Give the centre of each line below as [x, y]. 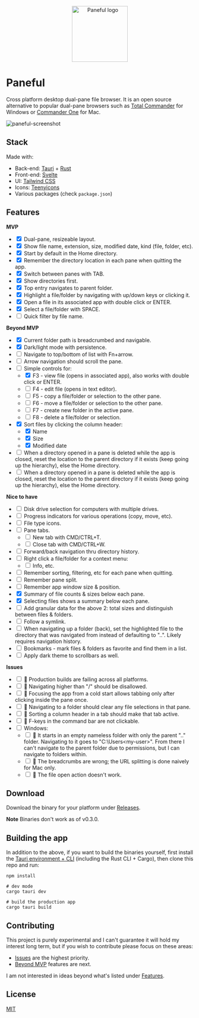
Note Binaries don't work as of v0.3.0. [53, 819]
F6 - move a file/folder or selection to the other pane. [98, 403]
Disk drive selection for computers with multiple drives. [91, 509]
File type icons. [42, 523]
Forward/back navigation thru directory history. [81, 551]
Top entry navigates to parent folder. [68, 288]
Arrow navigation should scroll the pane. [73, 361]
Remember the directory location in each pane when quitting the [102, 260]
